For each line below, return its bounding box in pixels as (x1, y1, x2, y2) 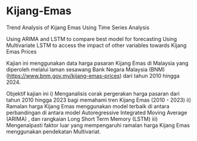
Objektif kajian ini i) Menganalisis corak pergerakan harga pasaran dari (6, 90, 180, 97)
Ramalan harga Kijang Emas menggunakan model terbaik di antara (6, 102, 170, 109)
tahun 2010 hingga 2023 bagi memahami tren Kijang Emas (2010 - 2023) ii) (6, 96, 192, 104)
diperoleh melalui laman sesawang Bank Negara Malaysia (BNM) (6, 65, 165, 73)
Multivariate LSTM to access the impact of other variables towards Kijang (6, 42, 187, 49)
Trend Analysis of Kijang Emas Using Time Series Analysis (6, 24, 150, 31)
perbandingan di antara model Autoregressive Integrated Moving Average (6, 109, 187, 116)
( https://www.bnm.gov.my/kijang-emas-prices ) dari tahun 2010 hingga (6, 72, 180, 79)
